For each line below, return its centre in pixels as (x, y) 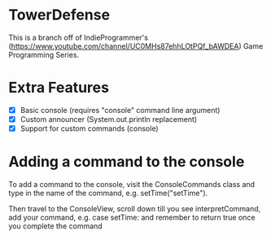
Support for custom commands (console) (89, 128)
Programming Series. (44, 54)
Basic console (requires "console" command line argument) (120, 110)
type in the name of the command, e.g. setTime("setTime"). (108, 193)
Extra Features (59, 88)
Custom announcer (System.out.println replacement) (109, 119)
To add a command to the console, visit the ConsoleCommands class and (131, 184)
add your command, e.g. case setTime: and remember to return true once (132, 217)
